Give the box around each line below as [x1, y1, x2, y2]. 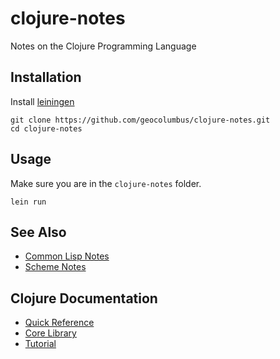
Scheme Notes [24, 261, 87, 273]
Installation [10, 69, 82, 86]
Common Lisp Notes [24, 250, 110, 262]
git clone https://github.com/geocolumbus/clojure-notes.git [10, 115, 271, 125]
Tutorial [24, 338, 57, 350]
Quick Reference [24, 317, 95, 329]
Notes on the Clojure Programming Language [10, 40, 197, 52]
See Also [10, 223, 67, 241]
